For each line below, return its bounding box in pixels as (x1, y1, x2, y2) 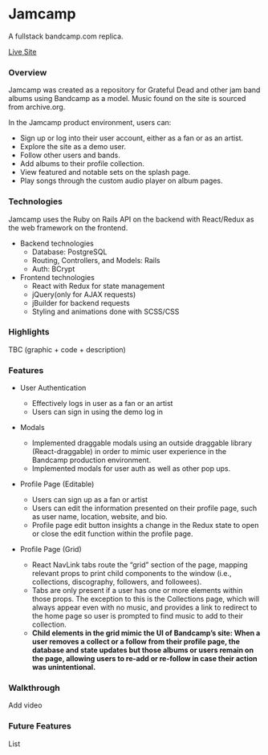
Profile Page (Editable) (19, 479, 95, 489)
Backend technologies (19, 238, 94, 248)
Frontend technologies (19, 272, 95, 282)
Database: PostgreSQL (31, 246, 108, 257)
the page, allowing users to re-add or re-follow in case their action (31, 654, 258, 664)
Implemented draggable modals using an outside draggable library (31, 438, 253, 448)
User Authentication (19, 383, 87, 393)
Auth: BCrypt (31, 264, 75, 274)
